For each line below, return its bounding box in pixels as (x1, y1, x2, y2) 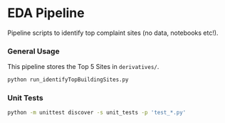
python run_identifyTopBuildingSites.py (7, 76, 130, 83)
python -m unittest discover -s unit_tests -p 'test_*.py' (7, 109, 187, 117)
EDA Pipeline (7, 5, 85, 21)
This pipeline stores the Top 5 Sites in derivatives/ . (7, 63, 159, 71)
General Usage (7, 46, 60, 56)
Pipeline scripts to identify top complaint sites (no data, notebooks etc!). (7, 28, 219, 37)
